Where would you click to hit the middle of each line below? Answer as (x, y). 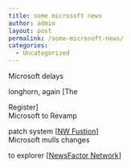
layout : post (30, 31)
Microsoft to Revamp (43, 116)
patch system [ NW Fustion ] (53, 131)
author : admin (32, 23)
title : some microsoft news (55, 16)
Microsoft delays (36, 76)
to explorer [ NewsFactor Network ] (65, 155)
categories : (28, 46)
